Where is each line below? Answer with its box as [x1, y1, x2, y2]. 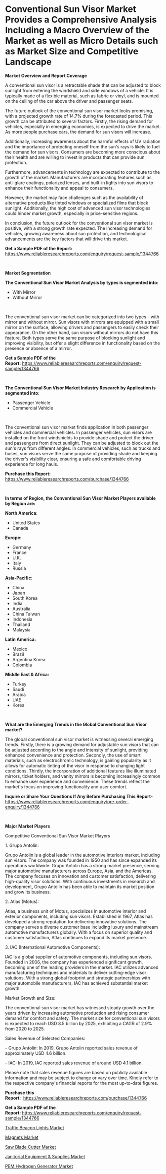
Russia [12, 565, 26, 571]
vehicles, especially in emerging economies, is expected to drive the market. [5, 123, 161, 130]
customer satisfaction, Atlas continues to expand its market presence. [5, 934, 147, 940]
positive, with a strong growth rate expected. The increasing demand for [5, 225, 153, 231]
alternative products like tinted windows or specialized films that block [5, 200, 148, 206]
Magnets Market [5, 1134, 39, 1140]
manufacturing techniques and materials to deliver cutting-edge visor [5, 969, 147, 975]
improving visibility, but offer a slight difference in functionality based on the [5, 340, 160, 346]
